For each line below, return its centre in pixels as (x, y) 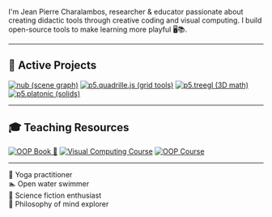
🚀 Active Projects (53, 65)
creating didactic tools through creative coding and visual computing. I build (135, 20)
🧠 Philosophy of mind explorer (59, 204)
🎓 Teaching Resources (69, 128)
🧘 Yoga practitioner (40, 174)
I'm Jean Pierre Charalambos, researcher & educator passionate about (126, 12)
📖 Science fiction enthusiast (55, 195)
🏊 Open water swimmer (49, 183)
